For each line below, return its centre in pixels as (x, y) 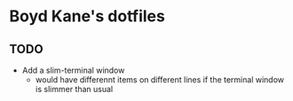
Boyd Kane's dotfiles (87, 16)
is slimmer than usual (74, 89)
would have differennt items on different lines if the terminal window (160, 80)
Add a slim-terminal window (73, 70)
